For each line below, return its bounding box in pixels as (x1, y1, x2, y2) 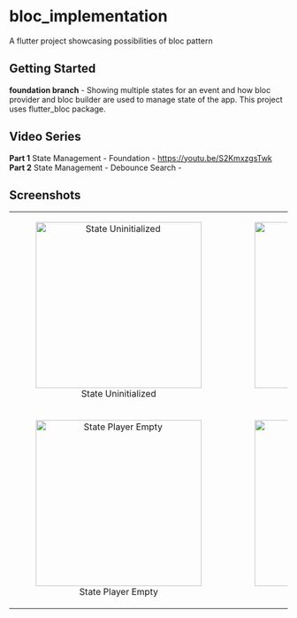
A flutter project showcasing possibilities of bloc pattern (9, 35, 214, 46)
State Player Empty (79, 586, 159, 599)
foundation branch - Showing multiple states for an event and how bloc (9, 84, 271, 95)
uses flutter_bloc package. (9, 104, 106, 114)
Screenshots (9, 188, 81, 203)
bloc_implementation (9, 6, 168, 27)
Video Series (9, 129, 81, 144)
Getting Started (9, 61, 96, 76)
